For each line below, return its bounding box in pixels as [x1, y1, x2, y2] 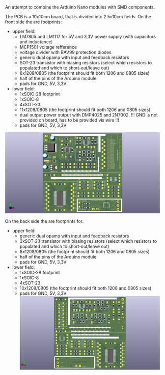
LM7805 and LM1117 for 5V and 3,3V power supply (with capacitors [19, 34, 156, 39]
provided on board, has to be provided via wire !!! [19, 117, 119, 123]
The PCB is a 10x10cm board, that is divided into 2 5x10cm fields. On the [5, 14, 151, 19]
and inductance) [19, 39, 53, 45]
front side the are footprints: [5, 19, 62, 25]
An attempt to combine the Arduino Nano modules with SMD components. [5, 4, 155, 10]
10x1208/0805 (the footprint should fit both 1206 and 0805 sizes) [19, 285, 152, 291]
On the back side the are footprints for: [5, 218, 84, 224]
